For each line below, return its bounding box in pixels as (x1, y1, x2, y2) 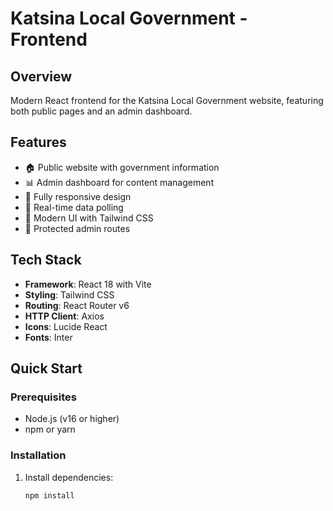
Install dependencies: (24, 471, 114, 483)
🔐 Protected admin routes (24, 222, 131, 234)
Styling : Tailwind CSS (24, 288, 115, 301)
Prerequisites (10, 390, 77, 404)
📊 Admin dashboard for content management (24, 176, 215, 188)
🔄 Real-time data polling (24, 201, 124, 213)
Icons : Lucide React (24, 320, 108, 332)
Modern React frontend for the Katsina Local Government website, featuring (10, 95, 324, 106)
